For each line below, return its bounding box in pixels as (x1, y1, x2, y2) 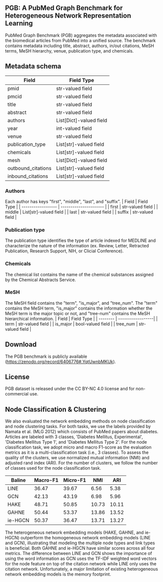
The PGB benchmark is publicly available (5, 353, 87, 359)
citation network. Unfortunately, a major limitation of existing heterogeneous (5, 566, 158, 572)
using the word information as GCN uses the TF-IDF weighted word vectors (5, 556, 157, 561)
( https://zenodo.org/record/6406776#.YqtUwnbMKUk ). (5, 358, 116, 365)
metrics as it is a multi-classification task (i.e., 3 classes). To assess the (5, 450, 149, 455)
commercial (5, 391, 29, 397)
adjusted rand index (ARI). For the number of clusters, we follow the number (5, 460, 158, 466)
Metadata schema (5, 62, 61, 71)
